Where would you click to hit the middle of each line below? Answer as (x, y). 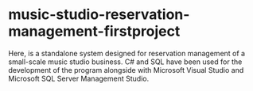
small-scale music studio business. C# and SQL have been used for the (125, 62)
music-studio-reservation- (99, 15)
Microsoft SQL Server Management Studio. (79, 78)
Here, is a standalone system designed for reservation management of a (127, 53)
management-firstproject (94, 31)
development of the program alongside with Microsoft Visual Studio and (126, 70)
